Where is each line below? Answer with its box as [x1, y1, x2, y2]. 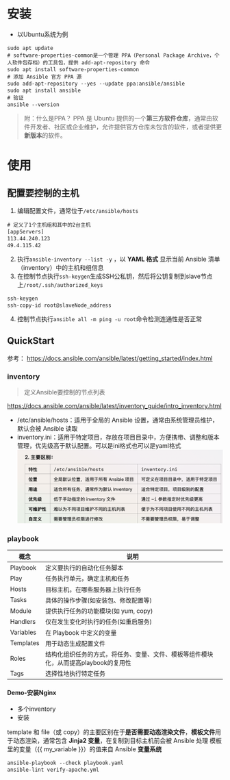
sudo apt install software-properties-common [7, 66, 139, 73]
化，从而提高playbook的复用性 [45, 659, 131, 667]
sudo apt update [7, 45, 53, 51]
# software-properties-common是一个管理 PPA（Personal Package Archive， [7, 52, 215, 59]
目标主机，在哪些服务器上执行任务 [45, 585, 142, 593]
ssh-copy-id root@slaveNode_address [7, 302, 112, 309]
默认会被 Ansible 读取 [16, 425, 78, 433]
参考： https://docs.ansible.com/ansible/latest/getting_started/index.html [7, 354, 213, 362]
